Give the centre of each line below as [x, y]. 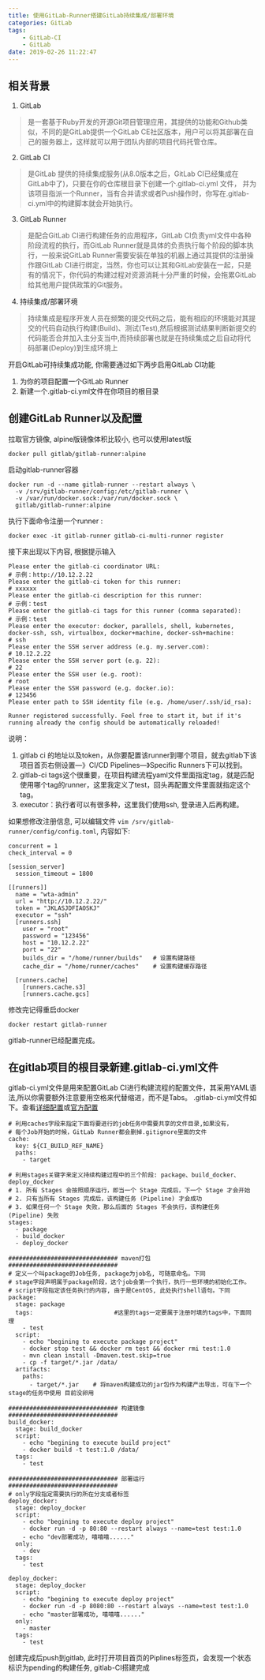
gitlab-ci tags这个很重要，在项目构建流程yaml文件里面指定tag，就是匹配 [137, 775]
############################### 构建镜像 [77, 1409]
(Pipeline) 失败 [34, 1216]
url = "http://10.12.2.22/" [62, 901]
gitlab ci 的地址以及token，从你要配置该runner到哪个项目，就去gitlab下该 [138, 755]
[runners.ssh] [38, 922]
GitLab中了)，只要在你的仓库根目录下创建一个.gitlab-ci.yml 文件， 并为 [142, 183]
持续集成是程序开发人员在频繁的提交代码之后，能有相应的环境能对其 [138, 318]
